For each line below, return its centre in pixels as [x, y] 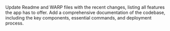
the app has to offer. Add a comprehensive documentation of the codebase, [85, 12]
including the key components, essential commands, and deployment [79, 18]
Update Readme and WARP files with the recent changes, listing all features [85, 7]
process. [15, 23]
